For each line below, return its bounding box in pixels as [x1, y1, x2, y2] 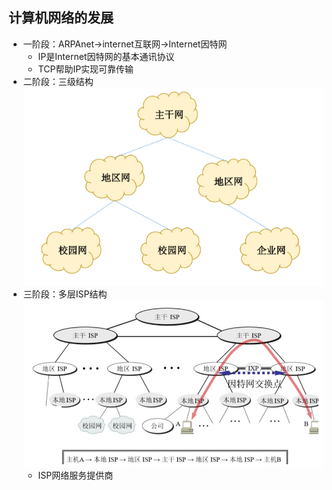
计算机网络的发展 [8, 9, 114, 27]
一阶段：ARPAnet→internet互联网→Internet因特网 [22, 38, 228, 50]
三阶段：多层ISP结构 [22, 288, 108, 300]
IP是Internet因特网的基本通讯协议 [37, 50, 175, 62]
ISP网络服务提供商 [37, 469, 114, 481]
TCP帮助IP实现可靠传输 [37, 63, 135, 75]
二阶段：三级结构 [22, 75, 94, 87]
